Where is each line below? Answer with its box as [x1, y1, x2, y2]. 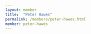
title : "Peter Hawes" [5, 12, 52, 17]
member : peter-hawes [5, 21, 48, 26]
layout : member [5, 7, 37, 12]
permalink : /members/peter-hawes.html [5, 16, 86, 21]
